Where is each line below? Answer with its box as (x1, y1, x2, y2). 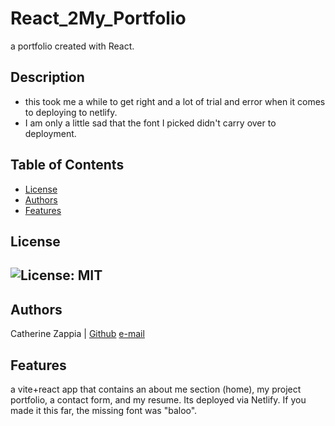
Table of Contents (10, 157, 125, 174)
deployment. (24, 127, 77, 139)
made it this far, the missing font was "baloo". (10, 404, 198, 416)
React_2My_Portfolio (10, 7, 187, 30)
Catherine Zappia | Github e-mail (10, 328, 145, 340)
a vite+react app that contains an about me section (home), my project (10, 383, 302, 395)
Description (10, 69, 85, 86)
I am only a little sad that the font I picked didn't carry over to (24, 117, 277, 129)
